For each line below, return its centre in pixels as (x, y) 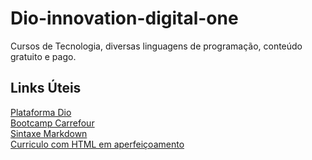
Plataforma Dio (41, 112)
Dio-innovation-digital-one (124, 18)
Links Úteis (46, 88)
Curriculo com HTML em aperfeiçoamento (97, 144)
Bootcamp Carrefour (52, 123)
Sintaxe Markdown (49, 133)
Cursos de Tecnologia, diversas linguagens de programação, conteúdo (156, 46)
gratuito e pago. (43, 56)
